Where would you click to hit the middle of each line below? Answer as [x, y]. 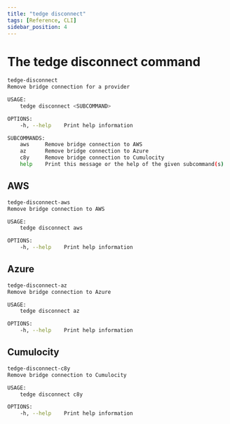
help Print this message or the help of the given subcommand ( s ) [122, 165]
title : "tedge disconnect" [47, 14]
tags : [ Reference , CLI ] [42, 20]
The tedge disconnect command [104, 62]
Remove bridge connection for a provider [69, 87]
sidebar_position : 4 [38, 27]
